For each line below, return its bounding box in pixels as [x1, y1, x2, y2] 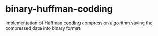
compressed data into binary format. [5, 25, 82, 31]
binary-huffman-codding [5, 3, 113, 15]
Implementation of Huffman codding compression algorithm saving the [5, 20, 153, 26]
